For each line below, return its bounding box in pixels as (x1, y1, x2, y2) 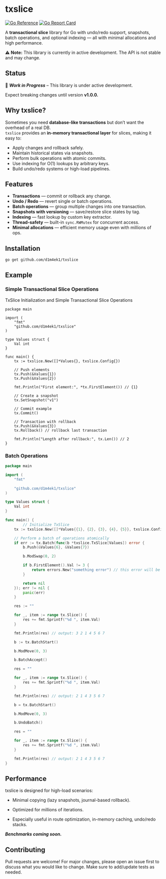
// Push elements (14, 367, 50, 372)
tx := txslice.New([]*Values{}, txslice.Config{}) (14, 359, 121, 364)
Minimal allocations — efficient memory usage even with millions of (12, 225, 152, 231)
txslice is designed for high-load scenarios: (5, 787, 93, 793)
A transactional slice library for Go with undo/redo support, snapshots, (5, 29, 151, 35)
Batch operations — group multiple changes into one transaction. (12, 204, 147, 210)
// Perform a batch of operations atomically (14, 536, 110, 541)
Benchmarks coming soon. (5, 831, 62, 837)
